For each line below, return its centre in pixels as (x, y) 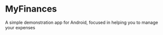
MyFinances (31, 9)
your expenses (20, 27)
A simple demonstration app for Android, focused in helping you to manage (81, 22)
